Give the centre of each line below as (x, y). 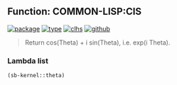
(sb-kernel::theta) (36, 76)
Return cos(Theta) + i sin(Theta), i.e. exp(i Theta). (97, 42)
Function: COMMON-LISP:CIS (75, 12)
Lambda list (28, 61)
